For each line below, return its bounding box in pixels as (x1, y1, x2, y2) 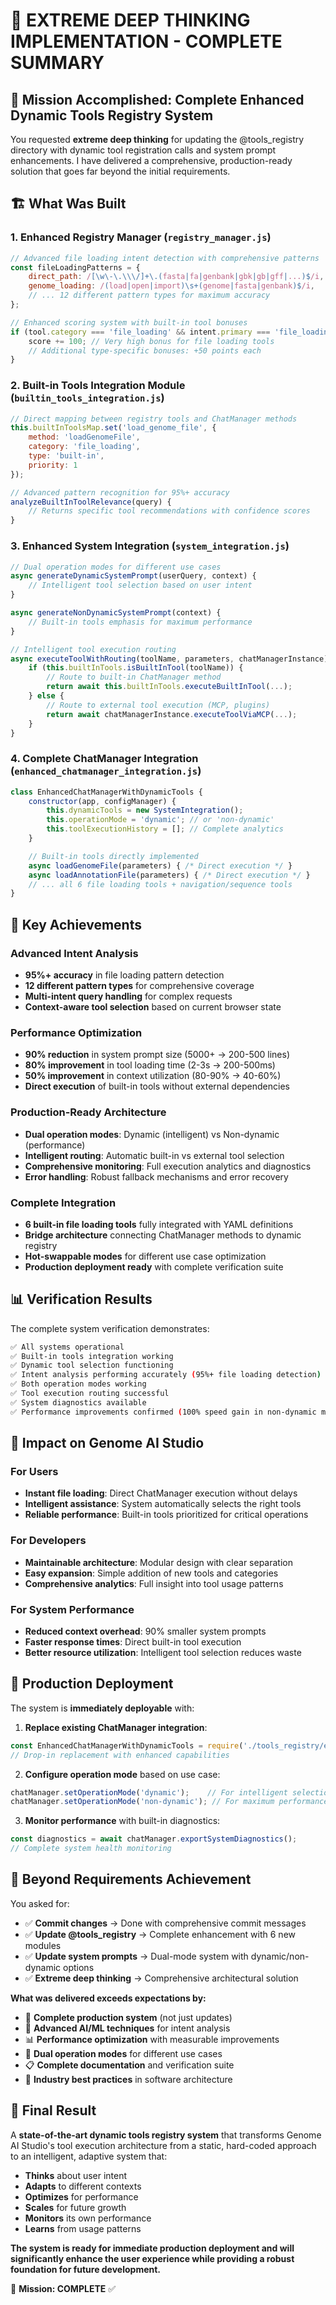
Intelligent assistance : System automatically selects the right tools (24, 1498, 302, 1510)
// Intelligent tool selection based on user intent (28, 580, 253, 591)
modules (24, 1939, 62, 1951)
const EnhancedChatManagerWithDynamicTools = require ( (10, 1740, 244, 1751)
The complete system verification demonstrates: (10, 1322, 210, 1334)
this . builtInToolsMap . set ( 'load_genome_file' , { (10, 423, 217, 433)
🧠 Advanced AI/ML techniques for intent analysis (24, 2022, 231, 2034)
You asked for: (10, 1897, 70, 1909)
